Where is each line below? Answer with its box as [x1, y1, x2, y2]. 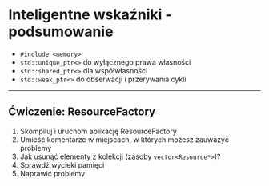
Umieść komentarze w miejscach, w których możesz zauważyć [19, 134, 230, 144]
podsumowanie [8, 22, 114, 41]
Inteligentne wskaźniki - [8, 6, 172, 24]
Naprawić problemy [19, 168, 86, 178]
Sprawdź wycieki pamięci [19, 160, 105, 169]
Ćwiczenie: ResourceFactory [8, 105, 156, 119]
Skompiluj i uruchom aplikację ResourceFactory [19, 126, 178, 136]
